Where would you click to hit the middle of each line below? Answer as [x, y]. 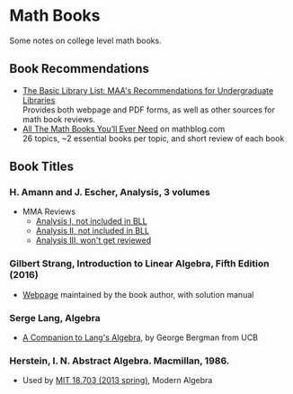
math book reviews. [59, 119]
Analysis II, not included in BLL [93, 231]
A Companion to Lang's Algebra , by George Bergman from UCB [140, 337]
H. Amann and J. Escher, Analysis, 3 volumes [110, 193]
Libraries [39, 100]
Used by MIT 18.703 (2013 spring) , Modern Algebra [117, 381]
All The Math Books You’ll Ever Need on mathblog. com [124, 129]
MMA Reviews [49, 211]
